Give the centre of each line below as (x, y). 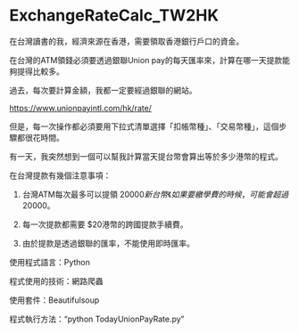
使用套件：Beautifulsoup (54, 300)
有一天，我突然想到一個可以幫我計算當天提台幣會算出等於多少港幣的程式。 (146, 156)
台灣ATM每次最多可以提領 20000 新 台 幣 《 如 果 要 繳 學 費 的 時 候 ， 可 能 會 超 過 (155, 194)
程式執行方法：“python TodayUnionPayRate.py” (97, 319)
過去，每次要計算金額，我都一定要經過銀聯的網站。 (103, 90)
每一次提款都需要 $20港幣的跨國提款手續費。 (105, 224)
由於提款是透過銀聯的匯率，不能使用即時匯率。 (108, 243)
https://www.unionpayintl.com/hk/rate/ (80, 108)
